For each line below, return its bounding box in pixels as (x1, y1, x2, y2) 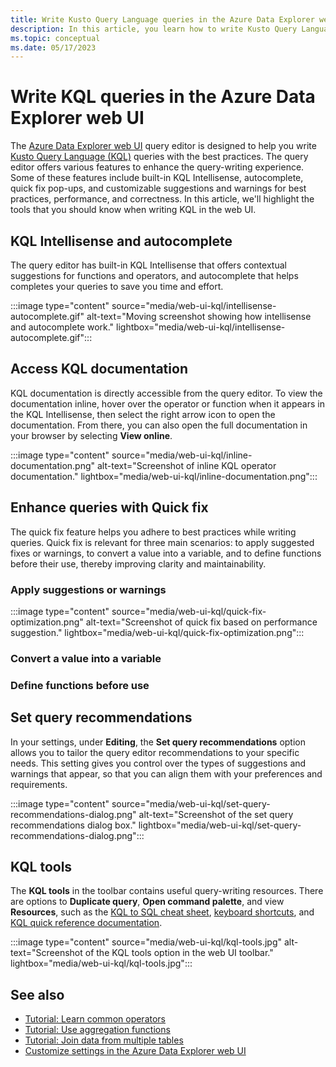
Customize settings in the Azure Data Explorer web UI (24, 1045, 247, 1057)
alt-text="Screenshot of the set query (138, 808, 294, 820)
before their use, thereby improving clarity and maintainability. (10, 557, 267, 570)
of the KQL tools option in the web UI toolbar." (84, 947, 274, 959)
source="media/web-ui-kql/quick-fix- (111, 605, 267, 617)
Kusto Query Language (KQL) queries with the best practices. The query (10, 151, 309, 163)
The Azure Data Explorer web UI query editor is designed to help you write (10, 140, 317, 152)
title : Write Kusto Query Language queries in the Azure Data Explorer (10, 14, 315, 25)
